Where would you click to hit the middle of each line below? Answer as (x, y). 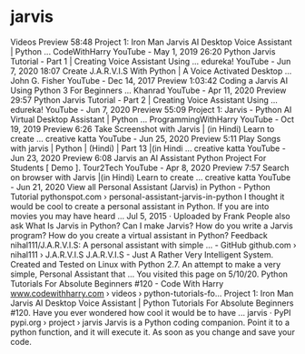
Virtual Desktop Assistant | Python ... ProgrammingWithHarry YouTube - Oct (152, 119)
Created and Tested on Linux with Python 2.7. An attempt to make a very (146, 264)
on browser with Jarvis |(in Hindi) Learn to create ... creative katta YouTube (151, 177)
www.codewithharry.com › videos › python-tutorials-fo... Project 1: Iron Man (152, 293)
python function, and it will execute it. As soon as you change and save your (153, 332)
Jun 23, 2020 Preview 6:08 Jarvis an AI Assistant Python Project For (138, 157)
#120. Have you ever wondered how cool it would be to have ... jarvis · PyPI (151, 312)
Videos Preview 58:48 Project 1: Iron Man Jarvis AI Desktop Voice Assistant (152, 42)
